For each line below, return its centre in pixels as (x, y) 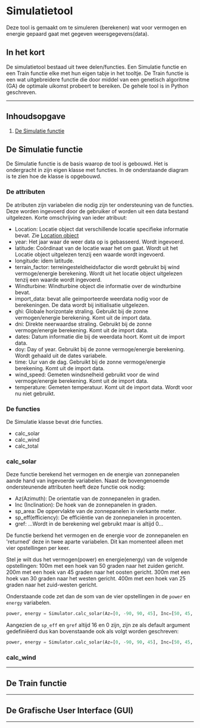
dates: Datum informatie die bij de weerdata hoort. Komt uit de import (100, 336)
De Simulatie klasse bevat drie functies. (54, 421)
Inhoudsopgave (36, 116)
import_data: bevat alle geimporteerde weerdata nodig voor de (91, 298)
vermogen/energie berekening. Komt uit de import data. (83, 317)
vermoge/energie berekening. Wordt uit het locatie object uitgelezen (99, 273)
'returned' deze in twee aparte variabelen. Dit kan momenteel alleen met (95, 542)
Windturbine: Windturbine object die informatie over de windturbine (98, 286)
